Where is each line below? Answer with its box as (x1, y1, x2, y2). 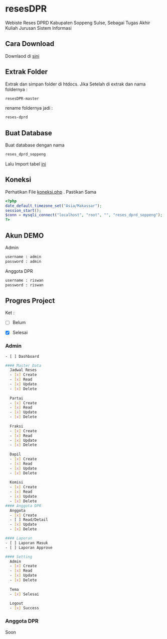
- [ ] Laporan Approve (5, 545, 53, 550)
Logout (10, 601, 24, 606)
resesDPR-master (5, 96, 39, 101)
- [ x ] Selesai (10, 592, 39, 597)
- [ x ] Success (10, 606, 39, 611)
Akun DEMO (5, 231, 44, 239)
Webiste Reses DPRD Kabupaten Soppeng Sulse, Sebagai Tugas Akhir (5, 20, 150, 26)
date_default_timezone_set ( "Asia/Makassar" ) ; (5, 203, 102, 208)
